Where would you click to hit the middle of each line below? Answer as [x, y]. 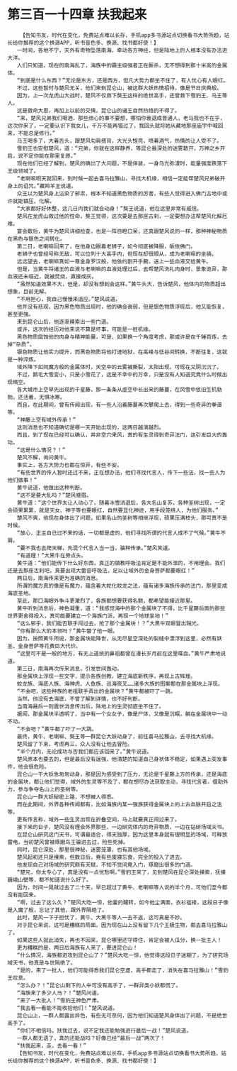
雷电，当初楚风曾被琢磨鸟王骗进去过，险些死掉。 [68, 842]
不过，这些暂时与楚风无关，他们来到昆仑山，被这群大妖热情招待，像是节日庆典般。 [120, 88]
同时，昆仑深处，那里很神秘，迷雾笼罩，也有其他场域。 [85, 850]
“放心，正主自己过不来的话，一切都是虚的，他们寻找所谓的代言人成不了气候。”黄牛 [118, 533]
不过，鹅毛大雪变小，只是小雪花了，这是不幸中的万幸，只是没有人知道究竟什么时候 [120, 374]
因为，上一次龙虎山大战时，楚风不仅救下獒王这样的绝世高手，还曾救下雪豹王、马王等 [122, 95]
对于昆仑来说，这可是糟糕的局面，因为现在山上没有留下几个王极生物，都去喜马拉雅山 [122, 925]
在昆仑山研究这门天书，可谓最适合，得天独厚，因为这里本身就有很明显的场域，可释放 [122, 835]
